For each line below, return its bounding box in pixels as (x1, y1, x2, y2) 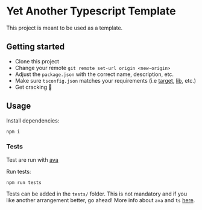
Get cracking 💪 (14, 83, 52, 91)
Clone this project (14, 57, 59, 65)
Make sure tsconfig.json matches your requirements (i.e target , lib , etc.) (14, 77, 197, 84)
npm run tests (6, 179, 42, 185)
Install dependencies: (6, 116, 60, 124)
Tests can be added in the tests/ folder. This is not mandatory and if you (6, 190, 188, 197)
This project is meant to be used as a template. (6, 24, 123, 31)
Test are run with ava (6, 156, 58, 164)
